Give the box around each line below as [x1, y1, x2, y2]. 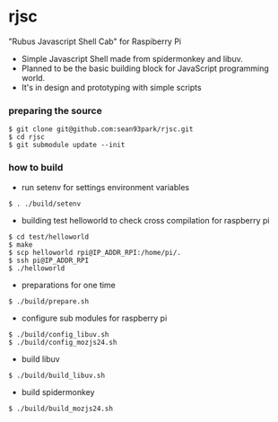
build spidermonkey [21, 386, 95, 397]
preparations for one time [21, 279, 116, 290]
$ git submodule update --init [8, 141, 126, 150]
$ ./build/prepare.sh [8, 296, 90, 306]
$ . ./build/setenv [8, 199, 82, 208]
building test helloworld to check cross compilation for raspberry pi [21, 215, 270, 225]
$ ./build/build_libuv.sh [8, 371, 105, 380]
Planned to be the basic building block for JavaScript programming [21, 63, 270, 74]
